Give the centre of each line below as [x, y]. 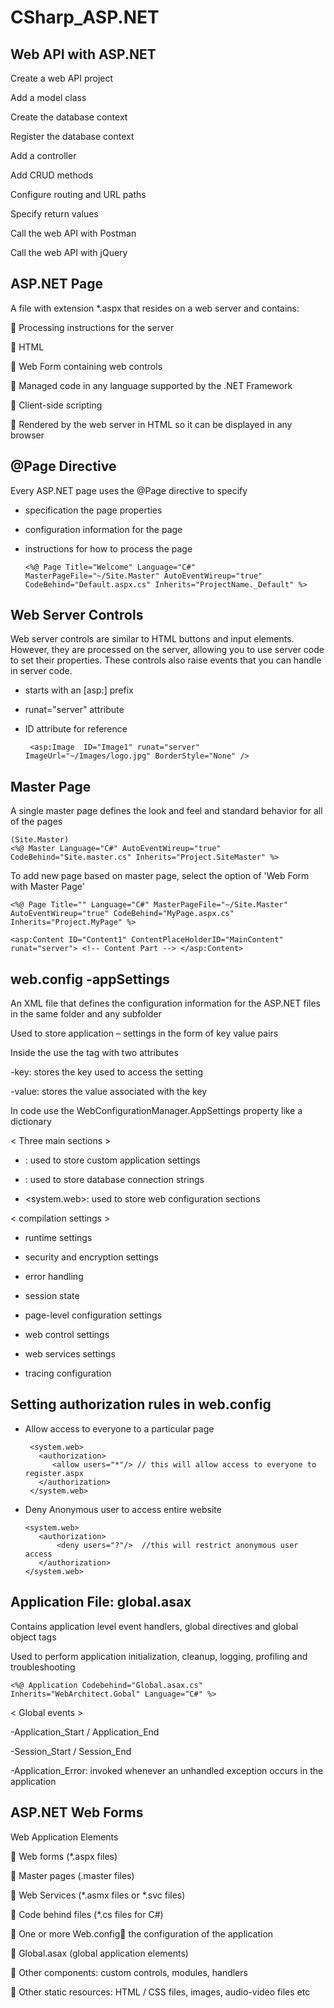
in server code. [41, 671]
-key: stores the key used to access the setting [107, 1072]
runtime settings [58, 1238]
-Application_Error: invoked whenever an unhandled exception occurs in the [167, 1770]
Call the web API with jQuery [69, 252]
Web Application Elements [64, 1837]
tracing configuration [68, 1373]
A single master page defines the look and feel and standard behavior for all [166, 811]
